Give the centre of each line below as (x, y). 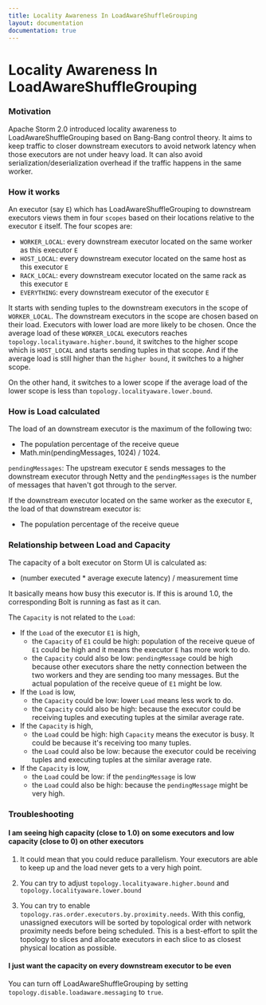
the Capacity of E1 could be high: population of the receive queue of (143, 641)
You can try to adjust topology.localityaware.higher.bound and (124, 883)
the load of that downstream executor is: (75, 509)
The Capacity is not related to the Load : (72, 617)
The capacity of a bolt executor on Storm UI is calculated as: (108, 562)
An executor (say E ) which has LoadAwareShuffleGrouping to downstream (130, 209)
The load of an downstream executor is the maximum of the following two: (130, 429)
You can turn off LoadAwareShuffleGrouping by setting (98, 983)
